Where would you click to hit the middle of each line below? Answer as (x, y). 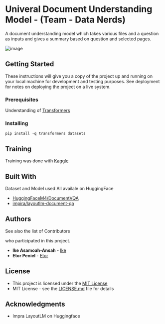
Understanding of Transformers (38, 110)
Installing (17, 123)
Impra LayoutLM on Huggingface (46, 316)
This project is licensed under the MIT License (60, 283)
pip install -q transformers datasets (45, 134)
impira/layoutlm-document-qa (43, 203)
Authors (18, 219)
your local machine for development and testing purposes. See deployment (82, 81)
